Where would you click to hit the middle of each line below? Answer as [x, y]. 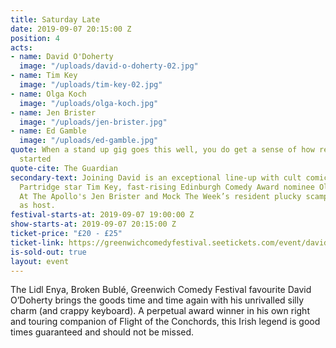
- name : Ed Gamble [48, 131]
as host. [37, 206]
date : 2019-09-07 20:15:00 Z [71, 29]
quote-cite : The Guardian [64, 168]
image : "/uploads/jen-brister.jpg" [93, 122]
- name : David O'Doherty [62, 57]
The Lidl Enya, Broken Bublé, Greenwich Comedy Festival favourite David [161, 290]
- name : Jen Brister [53, 112]
